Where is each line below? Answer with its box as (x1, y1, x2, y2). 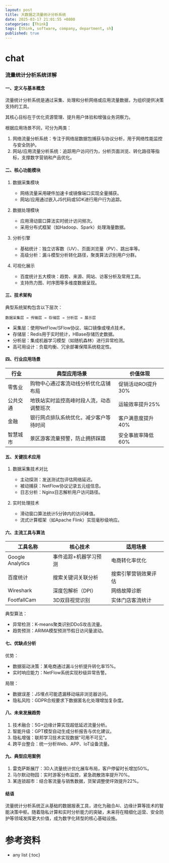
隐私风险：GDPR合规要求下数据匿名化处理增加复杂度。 (12, 697, 127, 703)
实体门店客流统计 (111, 597, 152, 604)
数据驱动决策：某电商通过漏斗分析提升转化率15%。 (12, 663, 119, 669)
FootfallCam (8, 597, 36, 604)
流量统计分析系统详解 (5, 72, 57, 79)
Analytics (8, 560, 30, 567)
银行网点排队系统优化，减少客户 (30, 414, 106, 421)
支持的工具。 (5, 103, 32, 110)
